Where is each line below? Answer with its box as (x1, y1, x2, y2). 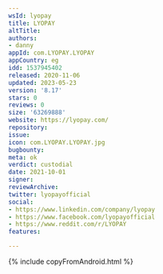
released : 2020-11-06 (8, 71, 81, 79)
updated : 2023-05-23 (8, 79, 78, 87)
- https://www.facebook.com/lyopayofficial (8, 213, 156, 221)
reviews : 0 (8, 101, 45, 109)
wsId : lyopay (8, 11, 52, 20)
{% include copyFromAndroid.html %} (8, 257, 133, 266)
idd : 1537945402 (8, 64, 62, 72)
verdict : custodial (8, 161, 74, 169)
